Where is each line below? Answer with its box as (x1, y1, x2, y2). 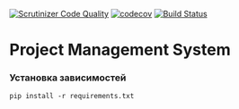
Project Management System (9, 40, 231, 60)
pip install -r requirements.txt (9, 92, 135, 101)
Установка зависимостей (9, 71, 127, 84)
